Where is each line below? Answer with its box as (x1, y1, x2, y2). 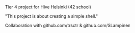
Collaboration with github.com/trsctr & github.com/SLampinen (5, 22, 131, 28)
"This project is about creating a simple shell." (5, 13, 98, 19)
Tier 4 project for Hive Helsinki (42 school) (5, 4, 92, 10)
